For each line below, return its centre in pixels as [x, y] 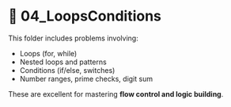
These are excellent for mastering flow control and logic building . [116, 94]
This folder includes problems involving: [73, 38]
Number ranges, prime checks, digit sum [86, 78]
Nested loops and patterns [63, 62]
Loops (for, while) [48, 53]
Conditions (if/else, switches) [67, 70]
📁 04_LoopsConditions [85, 16]
